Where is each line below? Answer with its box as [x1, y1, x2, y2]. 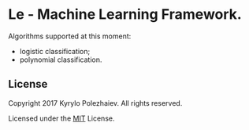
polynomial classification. [19, 55, 102, 64]
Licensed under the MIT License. [8, 114, 115, 123]
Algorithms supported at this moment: [8, 31, 132, 41]
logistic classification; [19, 46, 91, 56]
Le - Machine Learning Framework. [8, 5, 242, 23]
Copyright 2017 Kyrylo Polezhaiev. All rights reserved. [8, 98, 183, 107]
